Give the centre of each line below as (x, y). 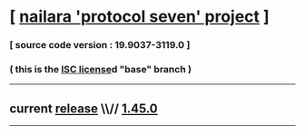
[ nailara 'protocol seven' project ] (139, 17)
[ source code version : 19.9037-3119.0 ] (100, 45)
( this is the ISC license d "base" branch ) (101, 70)
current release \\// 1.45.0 (84, 108)
